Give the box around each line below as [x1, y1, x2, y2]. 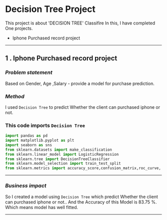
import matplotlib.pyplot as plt [5, 138, 75, 143]
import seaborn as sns [5, 142, 52, 148]
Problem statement [5, 69, 53, 76]
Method [5, 93, 25, 100]
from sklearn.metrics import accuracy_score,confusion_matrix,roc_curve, [5, 166, 162, 171]
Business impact [5, 182, 47, 189]
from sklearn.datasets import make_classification [5, 147, 112, 152]
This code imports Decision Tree [5, 122, 85, 129]
